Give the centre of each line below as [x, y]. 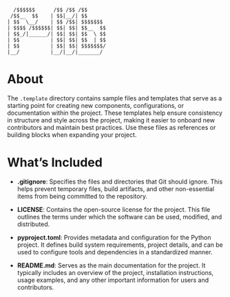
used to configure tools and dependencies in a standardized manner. [115, 252]
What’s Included [55, 163]
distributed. [33, 224]
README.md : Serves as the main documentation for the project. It [111, 265]
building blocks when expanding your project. [72, 135]
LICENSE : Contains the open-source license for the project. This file [114, 209]
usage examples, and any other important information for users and [113, 280]
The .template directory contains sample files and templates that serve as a [115, 98]
